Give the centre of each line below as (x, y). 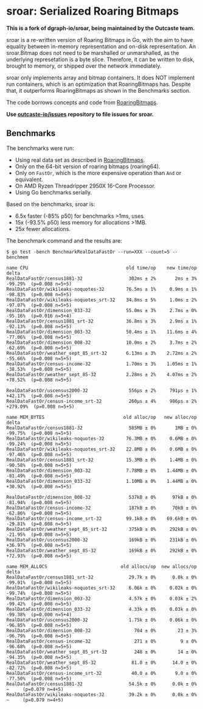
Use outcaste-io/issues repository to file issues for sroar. (80, 114)
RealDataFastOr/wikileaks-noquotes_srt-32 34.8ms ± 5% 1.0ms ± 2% (102, 300)
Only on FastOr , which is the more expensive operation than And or (98, 173)
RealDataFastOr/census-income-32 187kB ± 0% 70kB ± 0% (102, 508)
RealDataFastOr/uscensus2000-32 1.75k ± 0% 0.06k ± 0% (102, 620)
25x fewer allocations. (43, 229)
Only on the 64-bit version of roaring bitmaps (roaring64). (88, 166)
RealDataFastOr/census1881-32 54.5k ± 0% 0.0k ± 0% (102, 684)
